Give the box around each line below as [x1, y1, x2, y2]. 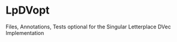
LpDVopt [5, 4, 50, 17]
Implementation [5, 29, 44, 36]
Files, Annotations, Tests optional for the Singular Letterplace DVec [5, 23, 172, 30]
